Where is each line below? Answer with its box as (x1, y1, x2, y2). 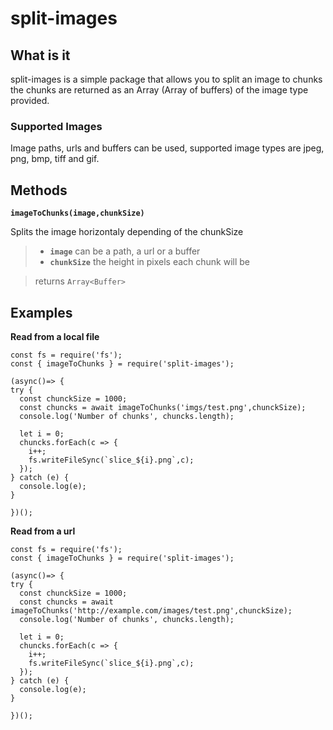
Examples (10, 304, 73, 321)
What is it (10, 47, 71, 64)
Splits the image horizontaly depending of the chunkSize (10, 226, 244, 238)
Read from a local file (10, 330, 100, 342)
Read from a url (10, 525, 76, 537)
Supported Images (10, 119, 103, 133)
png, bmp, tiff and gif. (10, 153, 100, 165)
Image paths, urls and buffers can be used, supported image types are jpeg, (10, 142, 325, 154)
